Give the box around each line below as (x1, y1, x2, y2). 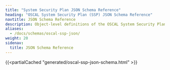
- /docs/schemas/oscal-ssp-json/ (10, 31, 80, 36)
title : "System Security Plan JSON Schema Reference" (5, 7, 121, 13)
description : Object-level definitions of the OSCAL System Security (5, 21, 155, 27)
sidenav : (5, 41, 24, 46)
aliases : (5, 26, 24, 31)
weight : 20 (5, 36, 28, 41)
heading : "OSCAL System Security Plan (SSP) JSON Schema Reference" (5, 12, 153, 17)
